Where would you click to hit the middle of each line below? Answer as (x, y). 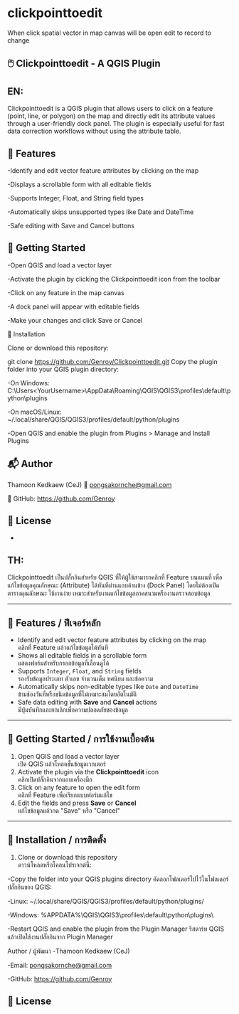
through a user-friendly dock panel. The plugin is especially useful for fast (116, 124)
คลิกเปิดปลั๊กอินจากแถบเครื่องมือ (55, 779)
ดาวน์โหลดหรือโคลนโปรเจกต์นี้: (55, 865)
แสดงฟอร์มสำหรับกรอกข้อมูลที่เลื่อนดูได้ (63, 663)
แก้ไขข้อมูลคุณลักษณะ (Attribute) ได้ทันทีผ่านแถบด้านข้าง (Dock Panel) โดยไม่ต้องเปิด (113, 585)
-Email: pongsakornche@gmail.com (60, 965)
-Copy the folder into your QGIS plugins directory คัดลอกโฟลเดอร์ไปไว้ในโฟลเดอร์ (118, 879)
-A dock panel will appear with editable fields (74, 306)
